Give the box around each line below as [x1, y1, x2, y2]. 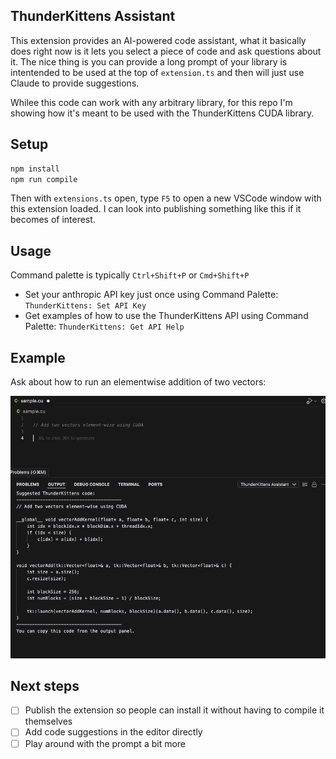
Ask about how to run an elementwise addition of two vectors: [10, 376, 267, 388]
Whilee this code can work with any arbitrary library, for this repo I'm [10, 96, 293, 108]
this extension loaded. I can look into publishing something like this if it [10, 203, 302, 215]
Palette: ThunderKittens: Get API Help [24, 320, 185, 333]
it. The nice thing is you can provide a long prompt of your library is [10, 55, 288, 68]
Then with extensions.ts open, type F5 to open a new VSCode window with [10, 192, 322, 204]
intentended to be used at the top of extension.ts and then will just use [10, 66, 305, 78]
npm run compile [10, 174, 78, 184]
